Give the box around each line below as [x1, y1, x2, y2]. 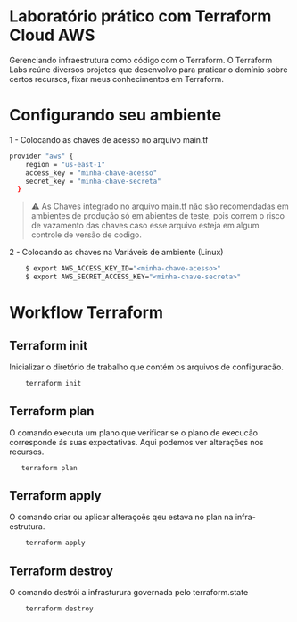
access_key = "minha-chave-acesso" [25, 168, 158, 178]
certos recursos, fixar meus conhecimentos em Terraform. [9, 73, 225, 84]
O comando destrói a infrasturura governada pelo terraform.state [9, 587, 249, 598]
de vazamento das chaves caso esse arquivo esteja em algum [30, 220, 260, 231]
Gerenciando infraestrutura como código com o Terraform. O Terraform [9, 54, 273, 65]
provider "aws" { [9, 152, 74, 161]
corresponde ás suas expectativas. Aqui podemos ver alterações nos [9, 436, 264, 447]
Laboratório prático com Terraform [9, 6, 272, 27]
